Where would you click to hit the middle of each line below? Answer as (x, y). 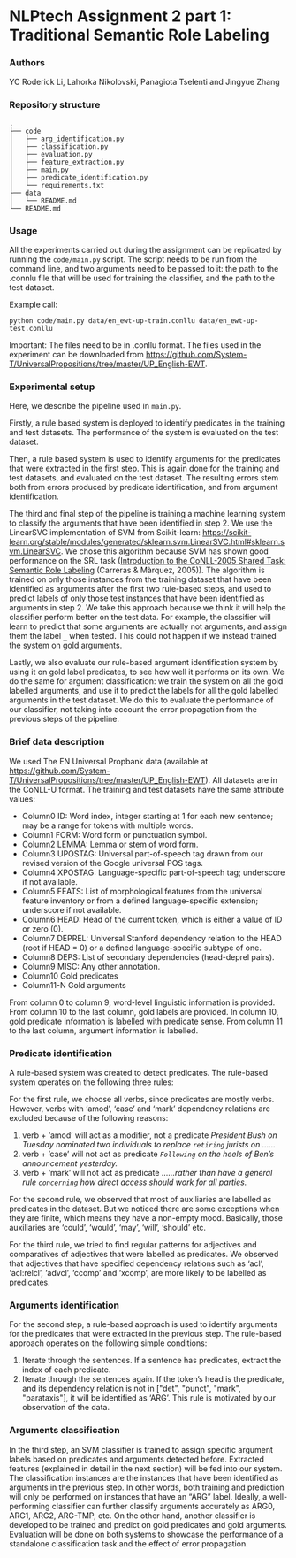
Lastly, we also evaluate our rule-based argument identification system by (144, 663)
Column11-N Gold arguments (74, 985)
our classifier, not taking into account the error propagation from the (133, 710)
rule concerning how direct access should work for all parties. (134, 1182)
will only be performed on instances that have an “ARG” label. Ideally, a (138, 1496)
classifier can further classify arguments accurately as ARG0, (163, 1506)
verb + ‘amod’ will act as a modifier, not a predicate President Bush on (149, 1135)
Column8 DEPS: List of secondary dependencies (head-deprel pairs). (148, 956)
